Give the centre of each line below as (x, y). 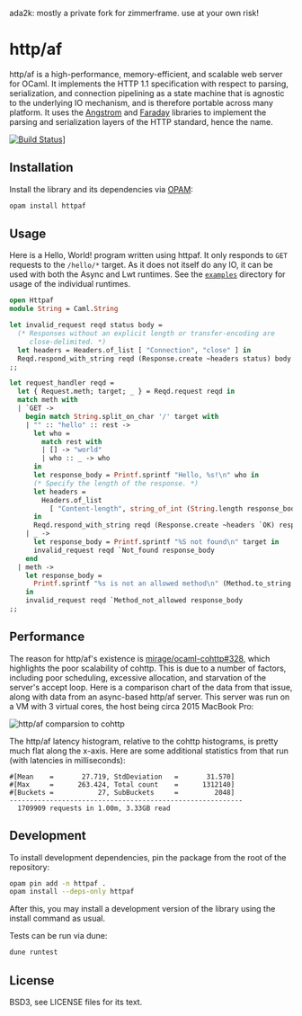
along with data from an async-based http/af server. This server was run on (150, 697)
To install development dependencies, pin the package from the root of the (148, 857)
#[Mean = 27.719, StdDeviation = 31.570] (122, 777)
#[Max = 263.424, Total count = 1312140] (122, 784)
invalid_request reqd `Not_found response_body (124, 550)
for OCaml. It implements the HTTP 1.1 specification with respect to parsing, (149, 84)
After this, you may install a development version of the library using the (142, 909)
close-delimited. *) (67, 342)
